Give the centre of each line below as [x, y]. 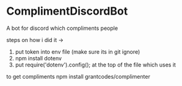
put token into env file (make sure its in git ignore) [78, 52]
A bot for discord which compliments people [62, 28]
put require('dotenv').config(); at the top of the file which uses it [95, 65]
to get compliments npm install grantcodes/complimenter [78, 76]
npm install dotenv [38, 58]
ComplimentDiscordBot [67, 11]
